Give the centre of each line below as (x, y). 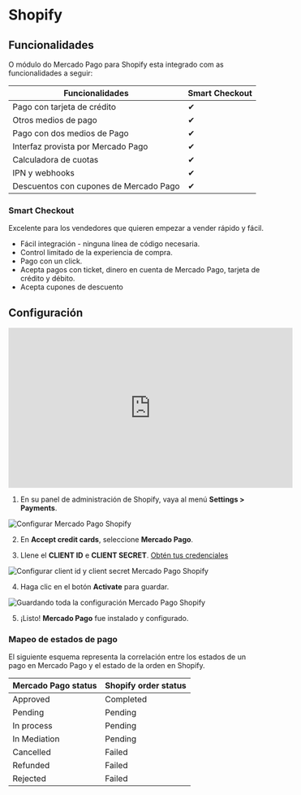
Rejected (29, 779)
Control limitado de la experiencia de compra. (96, 253)
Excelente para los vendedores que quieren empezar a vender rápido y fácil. (136, 228)
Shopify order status (146, 686)
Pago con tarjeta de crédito (64, 107)
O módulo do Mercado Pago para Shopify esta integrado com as (116, 64)
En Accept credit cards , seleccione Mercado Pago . (106, 540)
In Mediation (36, 739)
